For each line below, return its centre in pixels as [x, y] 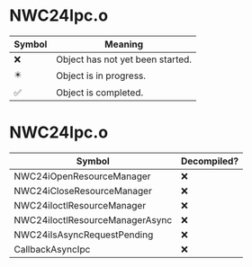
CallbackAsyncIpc [52, 249]
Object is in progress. [101, 76]
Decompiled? [210, 161]
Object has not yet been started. [123, 59]
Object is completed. [99, 93]
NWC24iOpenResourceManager [82, 176]
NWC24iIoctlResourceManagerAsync [93, 219]
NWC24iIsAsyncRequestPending [84, 235]
